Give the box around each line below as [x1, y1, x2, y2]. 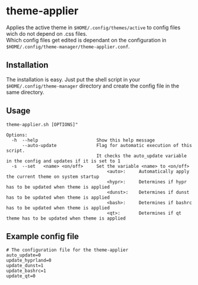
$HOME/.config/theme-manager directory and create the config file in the [6, 82, 180, 89]
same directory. [6, 88, 44, 96]
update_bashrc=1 [6, 268, 46, 274]
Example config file [6, 231, 79, 242]
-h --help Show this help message [11, 137, 155, 143]
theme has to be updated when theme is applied [6, 215, 126, 221]
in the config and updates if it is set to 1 [6, 158, 120, 164]
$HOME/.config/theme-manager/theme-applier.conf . [6, 43, 130, 50]
